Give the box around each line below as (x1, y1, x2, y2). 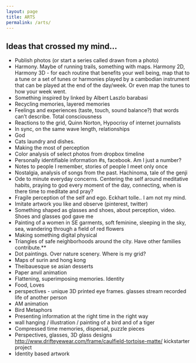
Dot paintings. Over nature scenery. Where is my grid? (14, 250, 146, 257)
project (14, 344, 32, 351)
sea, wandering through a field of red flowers (14, 226, 124, 233)
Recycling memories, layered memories (14, 100, 110, 107)
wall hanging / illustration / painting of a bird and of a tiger (14, 319, 155, 326)
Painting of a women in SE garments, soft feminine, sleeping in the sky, (14, 219, 187, 226)
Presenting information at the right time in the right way (14, 312, 148, 320)
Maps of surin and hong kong (14, 257, 86, 264)
